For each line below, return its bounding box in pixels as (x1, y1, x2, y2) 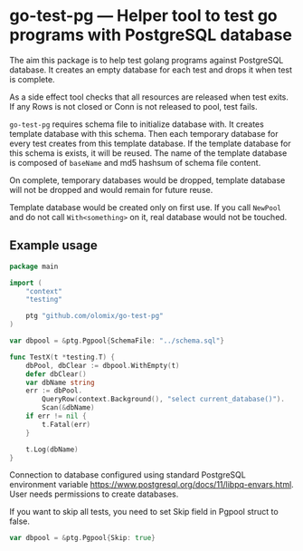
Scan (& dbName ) (42, 403, 95, 412)
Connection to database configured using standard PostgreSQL (9, 469, 246, 480)
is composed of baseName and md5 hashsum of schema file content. (9, 157, 261, 168)
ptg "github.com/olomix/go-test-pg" (25, 312, 165, 321)
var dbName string (25, 378, 95, 387)
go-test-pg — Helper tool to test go (9, 5, 278, 26)
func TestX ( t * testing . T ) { (9, 353, 116, 362)
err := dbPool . (25, 386, 83, 395)
